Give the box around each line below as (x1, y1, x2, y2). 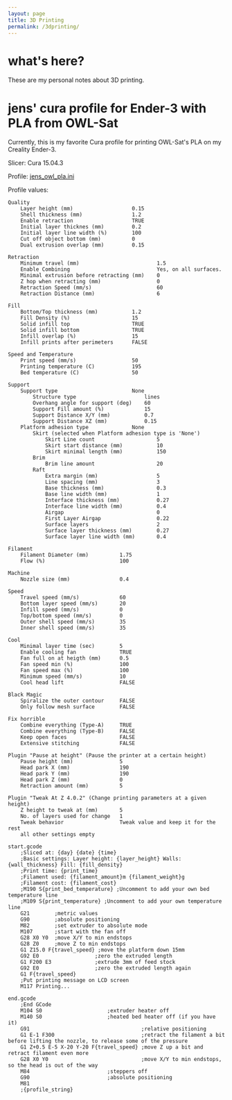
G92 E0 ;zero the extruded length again (20, 965, 191, 972)
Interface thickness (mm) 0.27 (44, 497, 170, 504)
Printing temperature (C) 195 (20, 363, 141, 370)
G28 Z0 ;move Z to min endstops (20, 940, 127, 948)
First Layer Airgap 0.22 (44, 515, 170, 522)
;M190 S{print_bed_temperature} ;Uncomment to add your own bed (20, 886, 210, 893)
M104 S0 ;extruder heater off (20, 1008, 170, 1015)
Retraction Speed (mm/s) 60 (20, 284, 163, 292)
